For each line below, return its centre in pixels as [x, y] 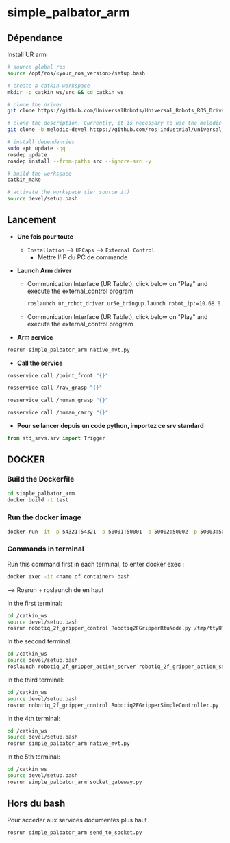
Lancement [32, 220]
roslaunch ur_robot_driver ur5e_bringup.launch [96, 303]
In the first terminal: [35, 603]
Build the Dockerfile [41, 479]
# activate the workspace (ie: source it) [68, 192]
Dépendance [35, 38]
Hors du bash [36, 804]
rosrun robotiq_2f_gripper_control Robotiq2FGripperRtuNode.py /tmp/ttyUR [116, 628]
